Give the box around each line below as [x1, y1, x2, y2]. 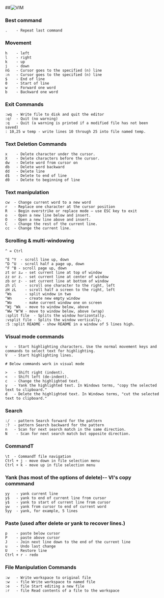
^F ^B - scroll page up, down [5, 266, 67, 271]
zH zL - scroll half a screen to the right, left [5, 287, 115, 292]
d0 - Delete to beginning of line [5, 178, 80, 183]
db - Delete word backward [5, 165, 65, 170]
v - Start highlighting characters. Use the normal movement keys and [5, 345, 157, 349]
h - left [5, 51, 29, 56]
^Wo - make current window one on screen [5, 300, 102, 305]
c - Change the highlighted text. [5, 379, 80, 384]
